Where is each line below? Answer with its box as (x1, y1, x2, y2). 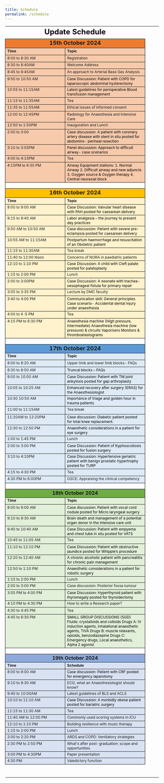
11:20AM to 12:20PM (7, 414, 45, 420)
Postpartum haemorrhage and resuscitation (67, 237, 143, 242)
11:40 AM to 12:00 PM (7, 715, 47, 720)
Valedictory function (67, 758, 102, 763)
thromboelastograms (67, 332, 103, 338)
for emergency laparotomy (67, 674, 113, 679)
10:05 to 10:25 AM (7, 385, 41, 390)
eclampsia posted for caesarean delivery (67, 231, 138, 236)
